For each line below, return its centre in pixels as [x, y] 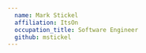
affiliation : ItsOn [47, 23]
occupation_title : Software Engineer [77, 30]
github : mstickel [43, 37]
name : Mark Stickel [47, 15]
